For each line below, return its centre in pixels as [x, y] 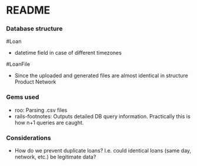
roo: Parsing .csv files [41, 110]
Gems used [23, 97]
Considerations [29, 138]
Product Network [35, 82]
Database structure [34, 29]
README [28, 10]
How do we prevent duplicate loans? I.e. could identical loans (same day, [103, 151]
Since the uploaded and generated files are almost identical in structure [101, 76]
